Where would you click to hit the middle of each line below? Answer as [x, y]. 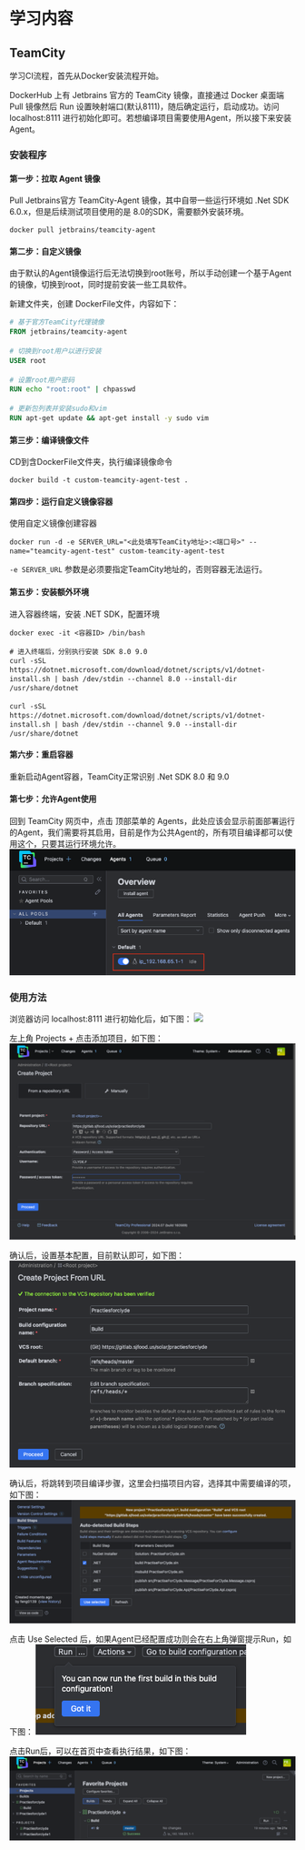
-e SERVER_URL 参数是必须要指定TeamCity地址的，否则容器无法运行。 [138, 569]
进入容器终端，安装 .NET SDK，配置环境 [85, 614]
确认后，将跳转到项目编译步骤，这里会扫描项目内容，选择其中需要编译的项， [152, 1483]
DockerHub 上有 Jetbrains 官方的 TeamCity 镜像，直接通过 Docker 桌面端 [147, 95]
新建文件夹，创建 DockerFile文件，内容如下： [94, 304]
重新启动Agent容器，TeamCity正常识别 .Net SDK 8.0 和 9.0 [119, 776]
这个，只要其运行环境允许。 [69, 843]
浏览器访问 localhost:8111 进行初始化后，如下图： [101, 1019]
